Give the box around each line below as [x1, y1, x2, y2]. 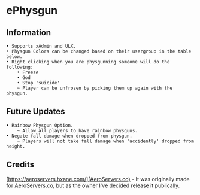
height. [6, 143, 26, 150]
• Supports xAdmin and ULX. [6, 43, 77, 49]
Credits [6, 160, 35, 170]
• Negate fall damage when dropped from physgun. [6, 133, 133, 139]
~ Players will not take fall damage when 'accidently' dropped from [17, 138, 195, 144]
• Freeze [17, 69, 39, 75]
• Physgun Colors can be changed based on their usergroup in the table [6, 48, 192, 54]
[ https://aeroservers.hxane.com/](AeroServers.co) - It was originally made [6, 175, 190, 182]
